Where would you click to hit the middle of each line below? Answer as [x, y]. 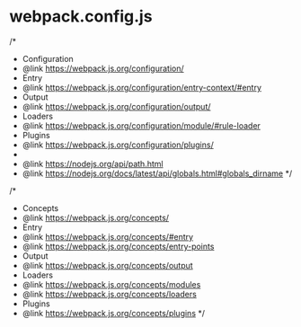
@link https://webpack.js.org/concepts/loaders [110, 294]
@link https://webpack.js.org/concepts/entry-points [118, 246]
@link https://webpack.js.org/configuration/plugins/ [118, 145]
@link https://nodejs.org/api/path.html [93, 163]
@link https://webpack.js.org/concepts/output [107, 265]
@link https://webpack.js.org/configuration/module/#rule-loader [141, 125]
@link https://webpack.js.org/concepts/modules [111, 284]
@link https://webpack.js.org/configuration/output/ [116, 106]
